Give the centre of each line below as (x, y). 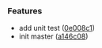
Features (25, 11)
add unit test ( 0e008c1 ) (57, 28)
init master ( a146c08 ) (53, 36)
